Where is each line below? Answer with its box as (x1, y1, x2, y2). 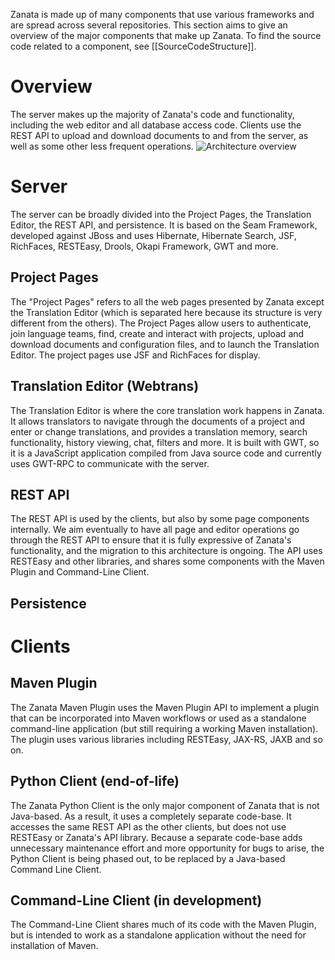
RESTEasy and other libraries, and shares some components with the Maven (10, 555, 325, 568)
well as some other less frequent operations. (10, 140, 194, 152)
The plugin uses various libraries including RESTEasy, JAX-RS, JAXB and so (10, 733, 323, 745)
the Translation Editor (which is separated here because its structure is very (10, 306, 323, 318)
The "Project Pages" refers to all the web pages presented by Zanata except (10, 295, 325, 308)
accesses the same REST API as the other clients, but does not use (10, 820, 287, 833)
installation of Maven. (10, 940, 99, 952)
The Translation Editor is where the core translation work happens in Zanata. (10, 404, 325, 416)
